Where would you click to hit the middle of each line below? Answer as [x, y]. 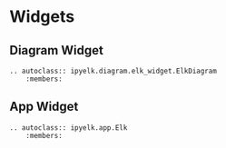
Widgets [42, 17]
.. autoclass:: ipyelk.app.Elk [69, 128]
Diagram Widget [57, 50]
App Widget [44, 107]
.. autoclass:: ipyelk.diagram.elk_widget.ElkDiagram [113, 71]
